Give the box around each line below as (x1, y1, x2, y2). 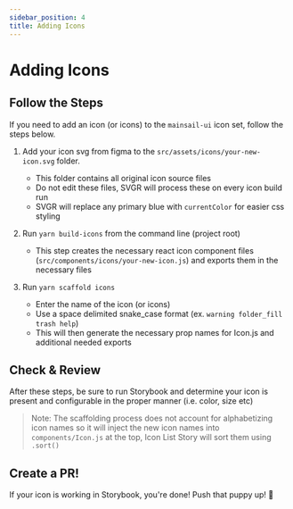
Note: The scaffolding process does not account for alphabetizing (30, 413, 273, 424)
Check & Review (9, 363, 101, 378)
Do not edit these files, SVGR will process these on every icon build (35, 182, 283, 193)
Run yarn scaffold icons (21, 281, 116, 292)
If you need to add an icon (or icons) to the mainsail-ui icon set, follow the (9, 119, 284, 129)
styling (35, 211, 61, 221)
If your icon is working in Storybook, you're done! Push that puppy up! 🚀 (9, 489, 274, 500)
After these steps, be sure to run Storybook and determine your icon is (9, 386, 269, 397)
